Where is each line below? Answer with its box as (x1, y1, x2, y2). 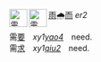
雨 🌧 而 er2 (48, 10, 88, 20)
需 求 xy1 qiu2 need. (9, 43, 90, 53)
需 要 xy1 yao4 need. (9, 31, 93, 42)
